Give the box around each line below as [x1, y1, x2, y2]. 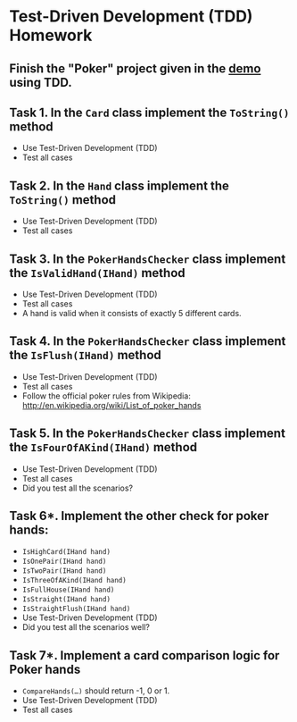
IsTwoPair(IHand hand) [21, 567, 107, 575]
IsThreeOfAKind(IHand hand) [21, 576, 127, 585]
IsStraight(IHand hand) [21, 595, 111, 604]
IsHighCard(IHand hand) [21, 548, 111, 557]
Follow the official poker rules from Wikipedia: [21, 390, 192, 401]
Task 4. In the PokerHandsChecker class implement [9, 333, 286, 349]
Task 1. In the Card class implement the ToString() [9, 105, 290, 120]
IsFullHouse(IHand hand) [21, 585, 115, 595]
